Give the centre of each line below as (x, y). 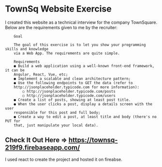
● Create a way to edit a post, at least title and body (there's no (85, 117)
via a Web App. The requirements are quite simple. (67, 53)
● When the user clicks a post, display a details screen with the (83, 104)
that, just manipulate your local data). (56, 125)
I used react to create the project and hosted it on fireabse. (64, 159)
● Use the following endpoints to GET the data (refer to (73, 83)
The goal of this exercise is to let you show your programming (80, 45)
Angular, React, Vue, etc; (41, 74)
